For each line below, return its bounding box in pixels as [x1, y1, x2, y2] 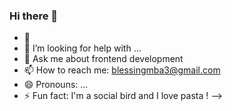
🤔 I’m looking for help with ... [23, 42, 142, 54]
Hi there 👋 [9, 9, 59, 23]
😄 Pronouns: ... [23, 79, 89, 91]
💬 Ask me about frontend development [23, 53, 184, 65]
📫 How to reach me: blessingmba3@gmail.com [23, 64, 221, 76]
